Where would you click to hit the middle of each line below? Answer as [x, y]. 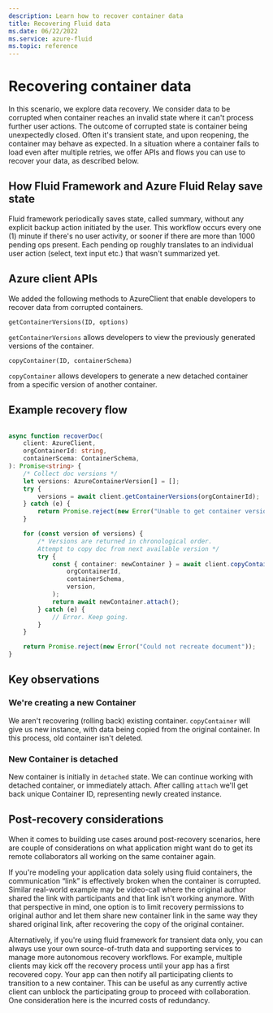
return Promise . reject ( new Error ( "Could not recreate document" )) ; [139, 647]
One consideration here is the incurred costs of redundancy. [109, 1000]
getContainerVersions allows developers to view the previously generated [132, 337]
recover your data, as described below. [74, 161]
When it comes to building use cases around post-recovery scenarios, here [135, 839]
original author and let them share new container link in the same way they [133, 915]
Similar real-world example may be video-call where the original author [127, 889]
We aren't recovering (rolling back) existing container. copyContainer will [129, 720]
